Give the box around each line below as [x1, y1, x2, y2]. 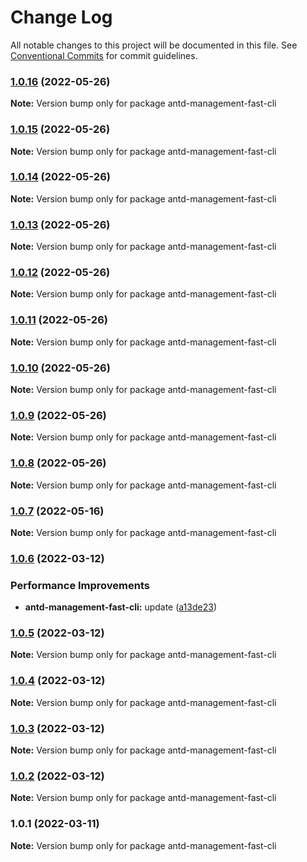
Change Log [10, 6, 113, 29]
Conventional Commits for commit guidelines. [10, 49, 198, 61]
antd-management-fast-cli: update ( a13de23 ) [24, 601, 217, 613]
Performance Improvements [10, 578, 151, 592]
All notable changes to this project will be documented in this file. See [10, 39, 298, 51]
